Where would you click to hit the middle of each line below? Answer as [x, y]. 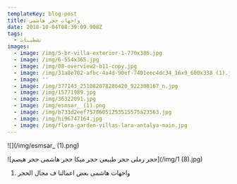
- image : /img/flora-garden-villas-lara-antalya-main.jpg [101, 125]
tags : [15, 33]
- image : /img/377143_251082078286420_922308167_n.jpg [96, 86]
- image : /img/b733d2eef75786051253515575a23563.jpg [93, 112]
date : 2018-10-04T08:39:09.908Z [55, 27]
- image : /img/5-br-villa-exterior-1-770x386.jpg [88, 54]
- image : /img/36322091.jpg [55, 99]
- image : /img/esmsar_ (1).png [60, 106]
